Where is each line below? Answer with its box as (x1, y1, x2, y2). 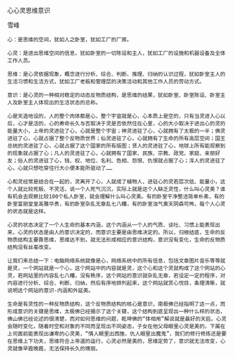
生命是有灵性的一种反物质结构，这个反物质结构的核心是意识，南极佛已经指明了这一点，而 (7, 301, 226, 308)
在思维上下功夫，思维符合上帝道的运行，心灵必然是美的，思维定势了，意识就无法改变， (7, 338, 221, 345)
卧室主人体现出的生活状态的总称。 (17, 99, 101, 106)
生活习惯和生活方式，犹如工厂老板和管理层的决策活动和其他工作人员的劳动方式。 (7, 78, 205, 85)
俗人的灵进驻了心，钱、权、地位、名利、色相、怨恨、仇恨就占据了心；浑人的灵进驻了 (17, 157, 226, 164)
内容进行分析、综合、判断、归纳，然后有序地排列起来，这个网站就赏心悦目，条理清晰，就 (7, 280, 226, 287)
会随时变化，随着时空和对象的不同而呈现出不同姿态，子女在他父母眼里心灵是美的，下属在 (7, 323, 226, 330)
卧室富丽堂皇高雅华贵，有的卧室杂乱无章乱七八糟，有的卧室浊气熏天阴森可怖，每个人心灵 (7, 201, 226, 208)
